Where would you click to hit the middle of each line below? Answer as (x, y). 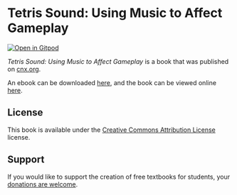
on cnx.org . (24, 69)
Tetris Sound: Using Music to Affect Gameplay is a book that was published (118, 61)
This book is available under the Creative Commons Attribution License (111, 130)
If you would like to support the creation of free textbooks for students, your (118, 177)
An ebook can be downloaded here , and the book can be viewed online (112, 82)
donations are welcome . (43, 184)
